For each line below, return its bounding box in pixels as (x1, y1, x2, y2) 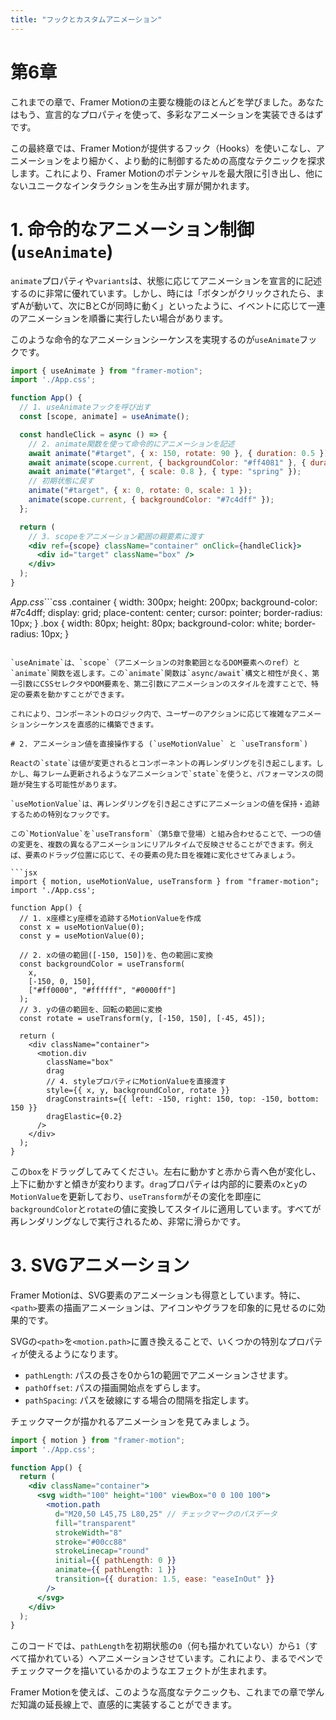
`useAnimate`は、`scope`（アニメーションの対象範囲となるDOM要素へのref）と (10, 657, 301, 668)
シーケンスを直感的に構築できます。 (32, 719, 159, 730)
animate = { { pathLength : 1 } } (54, 1565, 177, 1575)
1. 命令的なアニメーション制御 (10, 218, 255, 241)
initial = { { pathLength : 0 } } (54, 1556, 177, 1566)
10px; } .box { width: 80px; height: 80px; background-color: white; (10, 617, 283, 629)
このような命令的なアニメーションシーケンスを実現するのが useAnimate (10, 333, 300, 345)
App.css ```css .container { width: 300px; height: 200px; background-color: (10, 596, 318, 608)
